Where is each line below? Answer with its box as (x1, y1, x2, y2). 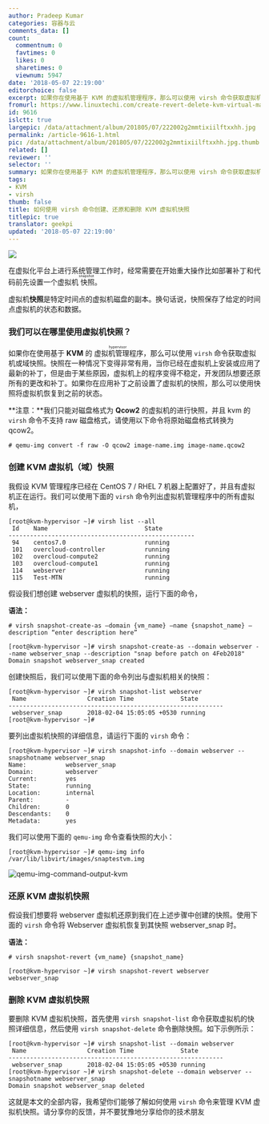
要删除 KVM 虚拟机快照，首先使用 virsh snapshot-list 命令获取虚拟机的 (8, 1014, 248, 1024)
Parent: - (8, 796, 70, 804)
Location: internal (8, 788, 94, 797)
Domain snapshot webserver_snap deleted (8, 1082, 146, 1090)
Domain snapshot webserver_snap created (8, 656, 146, 665)
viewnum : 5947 (15, 71, 62, 79)
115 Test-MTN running (11, 574, 171, 582)
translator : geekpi (8, 220, 74, 228)
